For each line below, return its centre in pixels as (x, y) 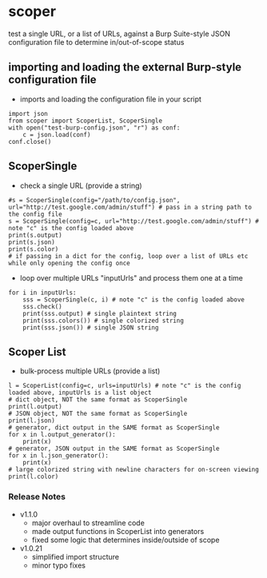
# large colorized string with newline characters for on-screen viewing (134, 470)
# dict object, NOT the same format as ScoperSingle (98, 400)
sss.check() (42, 306)
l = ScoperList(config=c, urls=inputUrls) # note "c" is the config (125, 386)
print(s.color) (34, 249)
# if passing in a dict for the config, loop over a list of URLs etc (128, 256)
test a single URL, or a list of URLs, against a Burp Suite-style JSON (119, 34)
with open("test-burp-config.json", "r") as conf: (94, 128)
